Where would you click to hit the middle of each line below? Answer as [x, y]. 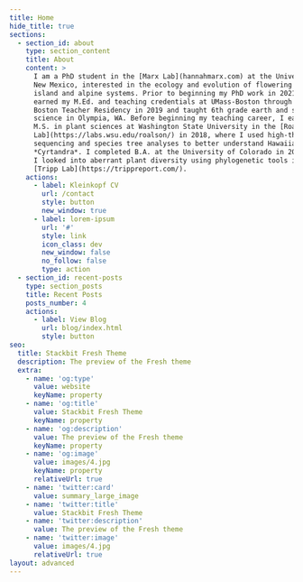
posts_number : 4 [56, 303]
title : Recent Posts [64, 294]
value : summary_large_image [86, 496]
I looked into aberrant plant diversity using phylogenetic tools [161, 160]
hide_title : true [42, 26]
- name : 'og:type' [60, 379]
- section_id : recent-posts [70, 278]
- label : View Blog [69, 320]
